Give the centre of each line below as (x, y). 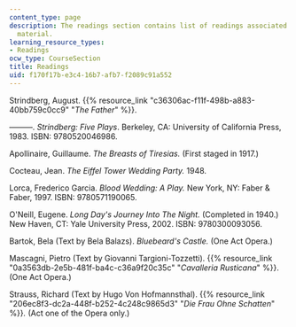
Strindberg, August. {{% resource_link (78, 100)
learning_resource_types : (57, 42)
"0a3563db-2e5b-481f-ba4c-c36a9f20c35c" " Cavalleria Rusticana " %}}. (144, 268)
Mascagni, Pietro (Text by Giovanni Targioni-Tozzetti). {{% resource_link (141, 258)
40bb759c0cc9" (39, 109)
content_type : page (45, 17)
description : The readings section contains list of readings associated (148, 26)
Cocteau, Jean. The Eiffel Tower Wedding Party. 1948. (108, 170)
